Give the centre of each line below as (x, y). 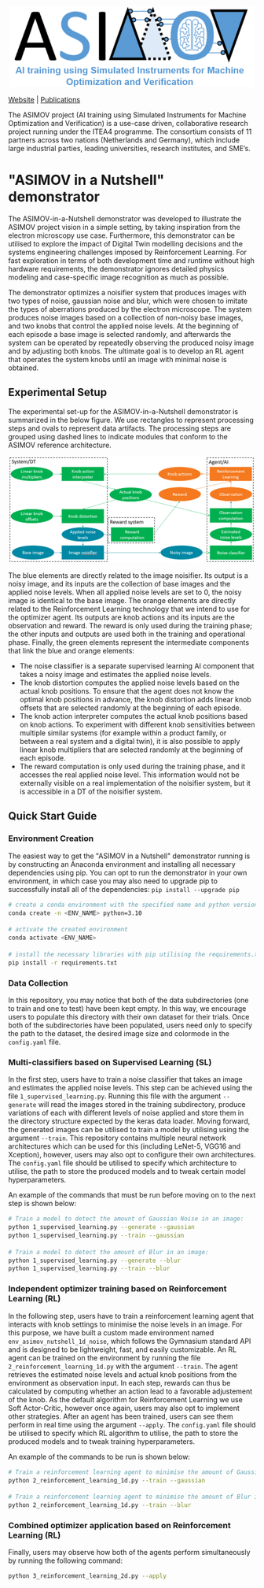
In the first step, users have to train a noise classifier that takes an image (126, 1079)
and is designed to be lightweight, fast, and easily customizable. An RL (123, 1349)
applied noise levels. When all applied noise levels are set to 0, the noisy (125, 592)
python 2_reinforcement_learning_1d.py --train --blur (100, 1505)
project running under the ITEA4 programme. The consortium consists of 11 (130, 131)
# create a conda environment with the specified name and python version (133, 905)
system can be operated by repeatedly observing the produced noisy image (131, 342)
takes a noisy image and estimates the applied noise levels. (115, 674)
